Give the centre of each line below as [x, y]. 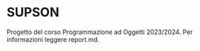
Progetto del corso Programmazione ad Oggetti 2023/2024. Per [100, 32]
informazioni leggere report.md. [53, 39]
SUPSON [33, 12]
